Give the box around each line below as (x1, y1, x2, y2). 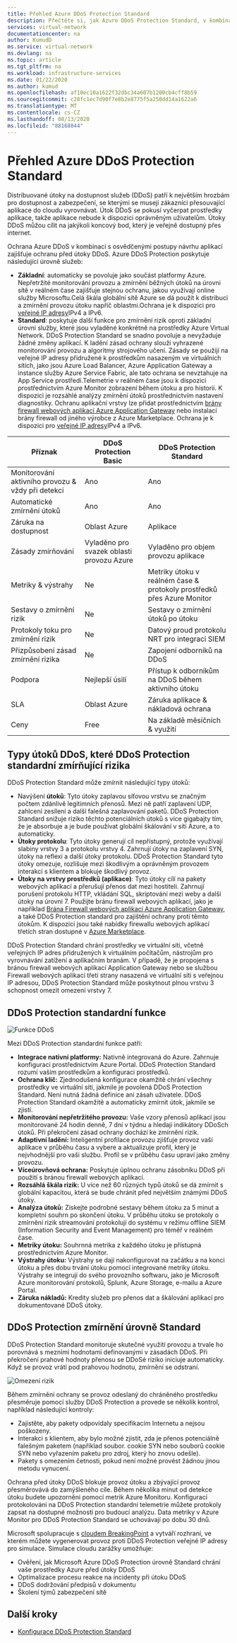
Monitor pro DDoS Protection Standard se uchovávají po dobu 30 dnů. (7, 1515, 211, 1523)
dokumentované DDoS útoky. (17, 1301, 103, 1310)
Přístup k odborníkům (147, 666, 219, 676)
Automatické (11, 497, 53, 507)
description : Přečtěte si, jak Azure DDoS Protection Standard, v (7, 17, 207, 24)
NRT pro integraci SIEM (147, 634, 226, 644)
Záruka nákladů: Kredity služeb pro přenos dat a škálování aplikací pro (17, 1293, 224, 1302)
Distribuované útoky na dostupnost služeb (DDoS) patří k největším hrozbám (7, 191, 230, 200)
